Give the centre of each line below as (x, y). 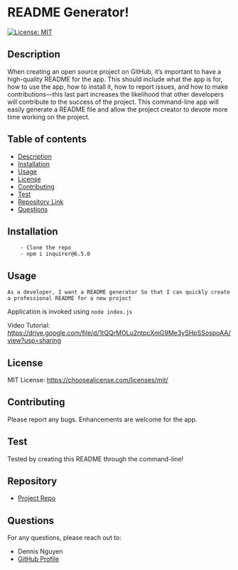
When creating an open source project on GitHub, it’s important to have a (114, 71)
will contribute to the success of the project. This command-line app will (113, 102)
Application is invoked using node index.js (70, 312)
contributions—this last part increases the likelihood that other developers (115, 94)
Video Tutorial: (29, 326)
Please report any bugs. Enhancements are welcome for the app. (102, 419)
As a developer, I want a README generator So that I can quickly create (119, 292)
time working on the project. (49, 117)
